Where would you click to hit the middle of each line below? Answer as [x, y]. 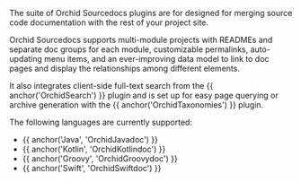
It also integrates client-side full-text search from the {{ [111, 86]
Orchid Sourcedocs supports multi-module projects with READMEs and [141, 40]
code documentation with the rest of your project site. [109, 22]
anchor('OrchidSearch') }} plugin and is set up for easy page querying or [144, 95]
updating [26, 59]
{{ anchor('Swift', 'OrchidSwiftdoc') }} [92, 168]
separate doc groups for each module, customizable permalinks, [129, 49]
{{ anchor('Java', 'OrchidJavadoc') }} [90, 139]
